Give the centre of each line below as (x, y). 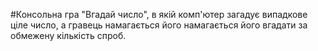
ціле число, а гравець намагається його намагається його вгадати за (159, 25)
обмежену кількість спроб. (68, 35)
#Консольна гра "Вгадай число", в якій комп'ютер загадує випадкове (159, 14)
